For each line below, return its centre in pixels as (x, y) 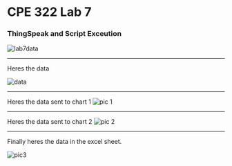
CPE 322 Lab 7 (49, 12)
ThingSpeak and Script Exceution (65, 34)
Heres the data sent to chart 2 (50, 122)
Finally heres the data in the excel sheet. (65, 142)
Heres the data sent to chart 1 (49, 102)
